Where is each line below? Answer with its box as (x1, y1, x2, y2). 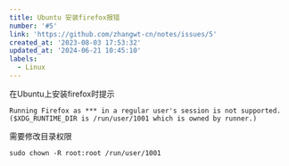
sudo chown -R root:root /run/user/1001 (9, 148, 162, 157)
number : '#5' (9, 21, 58, 30)
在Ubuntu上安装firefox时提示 (9, 88, 115, 99)
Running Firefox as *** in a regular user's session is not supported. (9, 106, 281, 115)
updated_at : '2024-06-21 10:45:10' (9, 46, 142, 55)
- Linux (17, 63, 46, 72)
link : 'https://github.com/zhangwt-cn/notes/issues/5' (9, 29, 218, 38)
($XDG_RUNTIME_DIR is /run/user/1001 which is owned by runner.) (9, 113, 257, 123)
